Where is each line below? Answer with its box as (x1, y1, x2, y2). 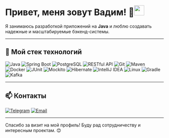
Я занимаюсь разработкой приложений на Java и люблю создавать (5, 23, 152, 29)
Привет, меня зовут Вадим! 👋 (5, 7, 135, 18)
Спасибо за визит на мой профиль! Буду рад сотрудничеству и (5, 122, 141, 128)
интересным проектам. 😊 (5, 127, 61, 133)
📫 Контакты (5, 92, 47, 100)
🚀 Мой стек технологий (5, 48, 82, 56)
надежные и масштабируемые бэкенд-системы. (5, 28, 110, 35)
